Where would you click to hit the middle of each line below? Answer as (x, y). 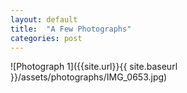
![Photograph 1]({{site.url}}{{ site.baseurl (94, 67)
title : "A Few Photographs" (71, 29)
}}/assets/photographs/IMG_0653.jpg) (89, 77)
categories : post (46, 38)
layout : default (44, 19)
